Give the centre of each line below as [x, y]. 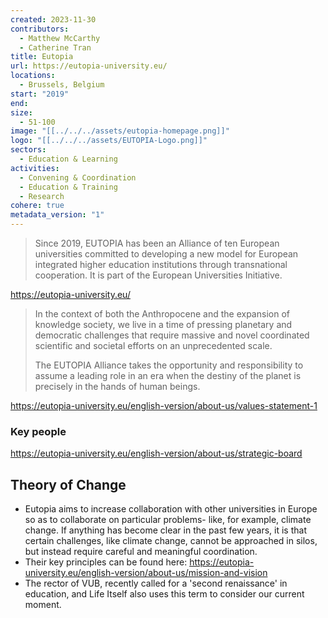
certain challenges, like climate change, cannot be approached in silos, [171, 541]
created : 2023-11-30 [53, 19]
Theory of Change [68, 484]
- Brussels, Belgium [62, 85]
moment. [43, 605]
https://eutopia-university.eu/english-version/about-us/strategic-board [156, 453]
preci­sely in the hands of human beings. [117, 386]
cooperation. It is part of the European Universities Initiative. [158, 275]
